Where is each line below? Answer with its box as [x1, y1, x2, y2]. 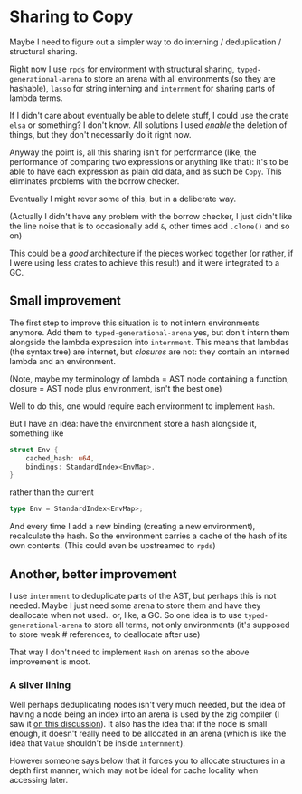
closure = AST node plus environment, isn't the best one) [9, 382, 222, 393]
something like [9, 428, 64, 439]
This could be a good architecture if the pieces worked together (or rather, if [9, 247, 294, 258]
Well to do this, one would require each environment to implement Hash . [9, 401, 276, 412]
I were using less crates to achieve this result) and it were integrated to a [9, 257, 280, 268]
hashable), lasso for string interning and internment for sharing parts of [9, 82, 276, 93]
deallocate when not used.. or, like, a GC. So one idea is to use [9, 609, 242, 620]
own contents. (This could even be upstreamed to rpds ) [9, 540, 216, 551]
